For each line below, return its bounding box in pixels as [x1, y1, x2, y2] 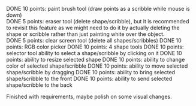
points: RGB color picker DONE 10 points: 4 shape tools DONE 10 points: [6, 43, 184, 50]
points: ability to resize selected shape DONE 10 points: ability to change [6, 56, 185, 63]
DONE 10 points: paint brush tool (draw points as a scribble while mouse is [6, 5, 190, 12]
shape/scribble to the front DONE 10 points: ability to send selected [6, 75, 173, 82]
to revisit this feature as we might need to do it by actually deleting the [6, 24, 180, 31]
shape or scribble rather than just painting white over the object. [6, 31, 165, 38]
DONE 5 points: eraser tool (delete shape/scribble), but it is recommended [6, 18, 189, 25]
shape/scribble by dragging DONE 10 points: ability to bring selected [6, 69, 176, 75]
